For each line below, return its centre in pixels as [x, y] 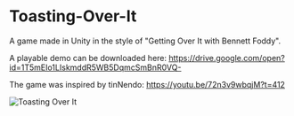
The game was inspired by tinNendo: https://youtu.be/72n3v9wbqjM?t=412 [147, 84]
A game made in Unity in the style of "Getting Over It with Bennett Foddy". [145, 41]
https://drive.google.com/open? [227, 58]
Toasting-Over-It [73, 16]
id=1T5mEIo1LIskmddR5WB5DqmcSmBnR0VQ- [95, 67]
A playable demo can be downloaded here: [88, 58]
